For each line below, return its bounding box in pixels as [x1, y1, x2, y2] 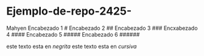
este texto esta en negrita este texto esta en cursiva [6, 43, 137, 50]
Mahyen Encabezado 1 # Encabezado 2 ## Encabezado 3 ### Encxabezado [6, 24, 198, 32]
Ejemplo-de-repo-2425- [6, 4, 132, 18]
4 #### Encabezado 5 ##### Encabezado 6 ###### [6, 30, 140, 38]
